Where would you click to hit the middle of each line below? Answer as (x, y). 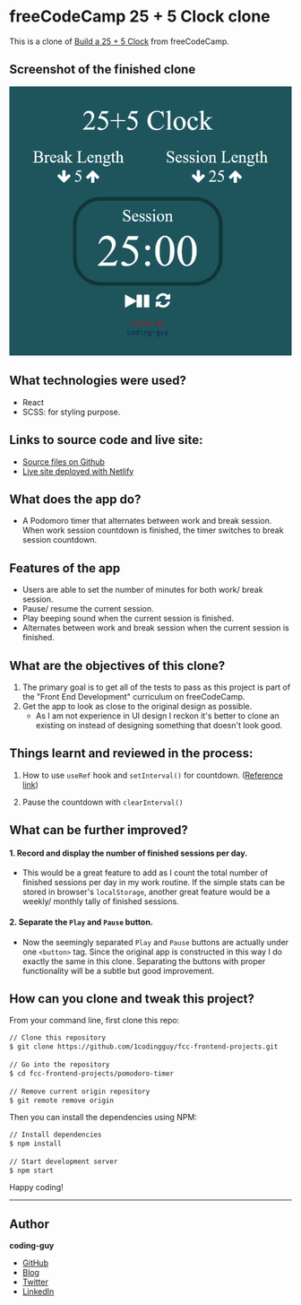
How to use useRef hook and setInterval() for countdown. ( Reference (153, 775)
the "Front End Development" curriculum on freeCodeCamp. (133, 697)
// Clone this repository (57, 1038)
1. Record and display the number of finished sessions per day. (129, 853)
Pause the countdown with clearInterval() (103, 802)
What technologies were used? (98, 381)
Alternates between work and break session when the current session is (155, 628)
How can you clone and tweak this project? (132, 999)
